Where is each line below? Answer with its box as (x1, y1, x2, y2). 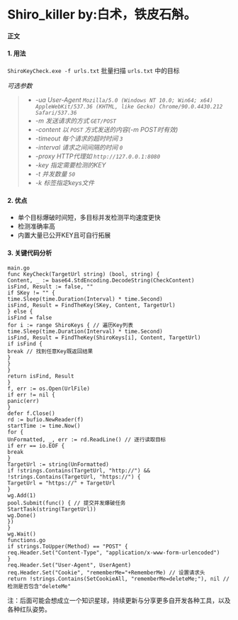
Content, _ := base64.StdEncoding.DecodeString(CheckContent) (7, 277, 195, 284)
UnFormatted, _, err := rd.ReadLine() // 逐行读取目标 (7, 436, 166, 443)
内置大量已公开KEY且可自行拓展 (17, 231, 111, 240)
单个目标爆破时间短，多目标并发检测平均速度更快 (17, 214, 161, 222)
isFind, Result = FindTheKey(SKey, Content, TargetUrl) (7, 302, 176, 309)
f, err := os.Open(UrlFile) (7, 385, 91, 392)
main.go (7, 265, 30, 272)
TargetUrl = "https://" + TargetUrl (7, 480, 115, 487)
